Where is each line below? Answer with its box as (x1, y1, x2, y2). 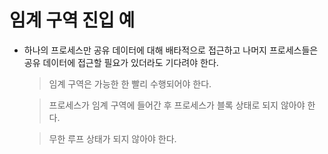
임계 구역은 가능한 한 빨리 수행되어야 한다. (48, 77, 212, 90)
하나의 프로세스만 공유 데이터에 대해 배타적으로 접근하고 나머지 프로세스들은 (23, 44, 319, 56)
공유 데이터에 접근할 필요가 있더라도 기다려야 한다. (23, 56, 219, 68)
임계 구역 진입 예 (9, 9, 136, 32)
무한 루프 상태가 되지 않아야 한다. (48, 132, 177, 145)
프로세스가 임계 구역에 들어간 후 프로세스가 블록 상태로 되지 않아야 (48, 99, 306, 111)
